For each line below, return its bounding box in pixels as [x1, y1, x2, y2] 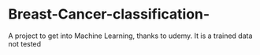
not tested [8, 39, 42, 48]
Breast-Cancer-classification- [8, 5, 210, 23]
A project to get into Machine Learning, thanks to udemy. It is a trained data [8, 31, 253, 40]
